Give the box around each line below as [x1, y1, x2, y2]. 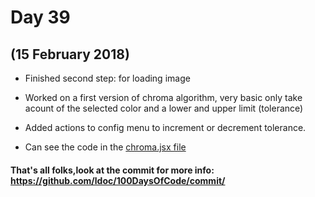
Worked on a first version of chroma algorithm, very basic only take [24, 92, 303, 103]
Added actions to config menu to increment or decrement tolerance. [24, 122, 307, 133]
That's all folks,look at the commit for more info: [10, 164, 215, 176]
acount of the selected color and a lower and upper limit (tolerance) [24, 102, 304, 114]
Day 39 [10, 6, 71, 29]
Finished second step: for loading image [24, 72, 191, 84]
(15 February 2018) [10, 46, 130, 63]
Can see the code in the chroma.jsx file [24, 141, 187, 153]
